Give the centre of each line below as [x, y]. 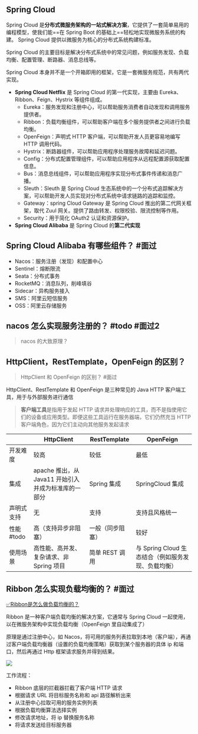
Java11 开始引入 [57, 479]
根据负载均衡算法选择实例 [46, 710]
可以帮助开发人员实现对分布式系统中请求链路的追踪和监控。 [106, 195]
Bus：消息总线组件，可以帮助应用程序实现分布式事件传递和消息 [100, 173]
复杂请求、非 [51, 557]
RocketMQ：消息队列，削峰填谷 [53, 283]
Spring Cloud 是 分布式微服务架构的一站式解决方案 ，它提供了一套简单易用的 [98, 25]
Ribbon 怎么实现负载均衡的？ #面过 [70, 589]
